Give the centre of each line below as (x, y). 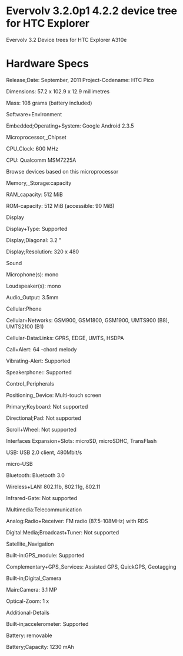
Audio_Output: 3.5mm (32, 297)
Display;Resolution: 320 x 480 (43, 252)
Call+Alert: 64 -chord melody (41, 349)
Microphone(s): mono (32, 274)
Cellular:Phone (24, 309)
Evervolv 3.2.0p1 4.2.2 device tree (92, 11)
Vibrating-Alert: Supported (38, 361)
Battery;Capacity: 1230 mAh (40, 647)
